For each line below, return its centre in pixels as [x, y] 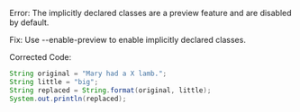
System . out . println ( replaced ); [68, 99]
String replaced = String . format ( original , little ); [110, 90]
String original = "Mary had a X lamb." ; [88, 73]
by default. [29, 22]
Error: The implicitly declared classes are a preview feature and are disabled [150, 13]
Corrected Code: [41, 57]
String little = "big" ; [54, 82]
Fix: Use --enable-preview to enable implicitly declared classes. [127, 40]
